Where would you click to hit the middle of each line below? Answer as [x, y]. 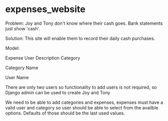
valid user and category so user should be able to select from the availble [82, 107]
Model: [13, 48]
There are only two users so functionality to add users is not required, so [81, 87]
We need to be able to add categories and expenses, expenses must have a [84, 102]
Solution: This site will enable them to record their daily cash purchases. [80, 38]
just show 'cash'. [23, 28]
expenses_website [46, 9]
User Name [17, 77]
